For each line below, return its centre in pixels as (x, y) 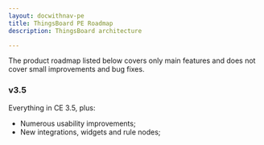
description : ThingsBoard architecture (75, 31)
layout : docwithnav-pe (46, 16)
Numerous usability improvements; (78, 123)
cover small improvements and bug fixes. (76, 69)
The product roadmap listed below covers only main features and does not (132, 60)
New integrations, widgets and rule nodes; (90, 132)
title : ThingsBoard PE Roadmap (61, 23)
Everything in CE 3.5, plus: (52, 108)
